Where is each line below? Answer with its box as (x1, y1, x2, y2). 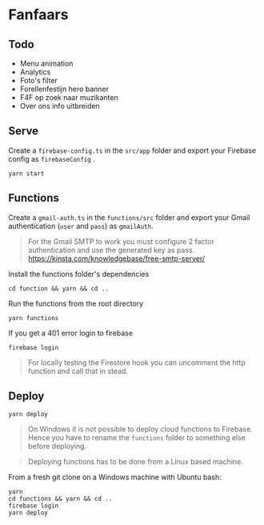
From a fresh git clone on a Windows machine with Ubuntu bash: (8, 472, 222, 482)
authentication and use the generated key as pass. (27, 245, 195, 254)
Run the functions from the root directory (8, 299, 144, 308)
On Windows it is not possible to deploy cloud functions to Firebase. (27, 424, 254, 434)
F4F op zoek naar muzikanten (19, 93, 118, 102)
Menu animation (19, 58, 74, 68)
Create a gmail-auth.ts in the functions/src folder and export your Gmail (8, 212, 250, 222)
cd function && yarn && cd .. (8, 284, 110, 293)
